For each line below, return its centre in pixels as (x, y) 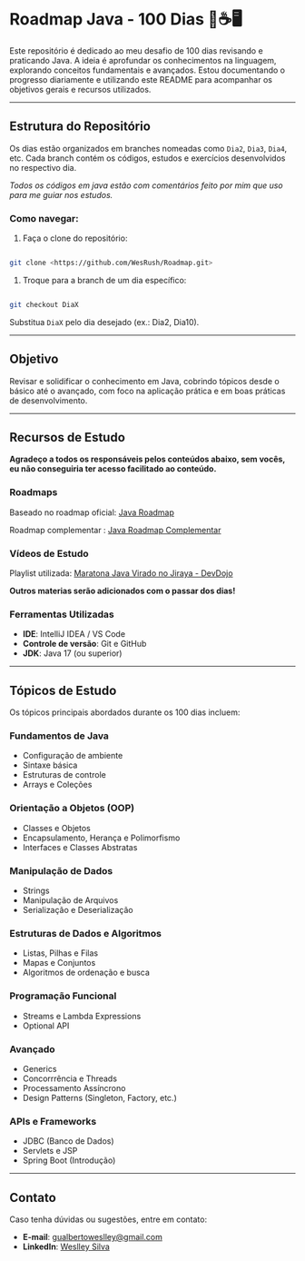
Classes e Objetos (56, 828)
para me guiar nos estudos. (61, 194)
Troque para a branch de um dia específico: (104, 280)
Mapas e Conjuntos (59, 963)
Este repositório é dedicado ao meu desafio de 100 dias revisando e (136, 50)
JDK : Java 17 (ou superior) (72, 653)
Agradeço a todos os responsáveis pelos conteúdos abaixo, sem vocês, (148, 459)
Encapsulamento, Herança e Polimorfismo (101, 838)
